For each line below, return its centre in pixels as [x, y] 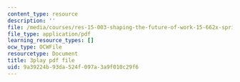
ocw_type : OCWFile [35, 47]
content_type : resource [43, 14]
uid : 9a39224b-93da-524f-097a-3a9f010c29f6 [73, 67]
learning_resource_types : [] [51, 41]
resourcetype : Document [43, 54]
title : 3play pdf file [41, 61]
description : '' [31, 21]
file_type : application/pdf [49, 34]
